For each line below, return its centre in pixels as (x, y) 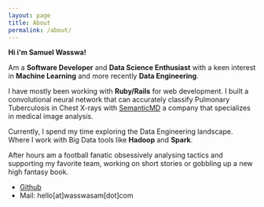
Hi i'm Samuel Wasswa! (47, 53)
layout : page (29, 15)
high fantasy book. (38, 172)
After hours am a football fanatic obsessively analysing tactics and (115, 155)
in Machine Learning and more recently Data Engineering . (103, 76)
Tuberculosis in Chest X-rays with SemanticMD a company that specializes (130, 108)
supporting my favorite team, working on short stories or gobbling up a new (130, 164)
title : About (29, 23)
